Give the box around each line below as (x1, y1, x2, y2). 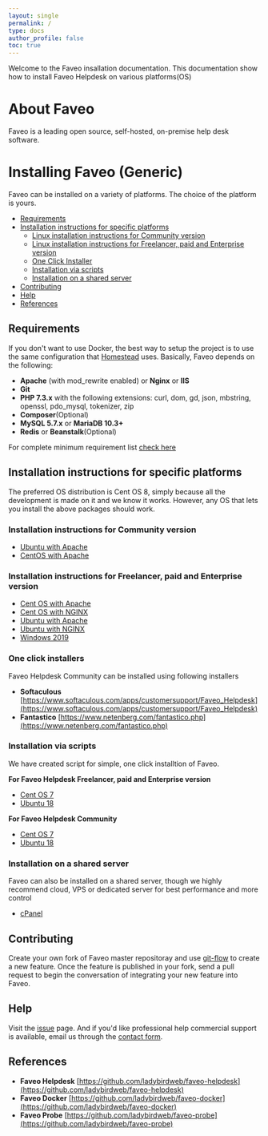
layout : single (8, 11, 59, 20)
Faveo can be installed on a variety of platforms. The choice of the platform (8, 190, 258, 199)
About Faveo (8, 100, 94, 119)
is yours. (8, 198, 37, 207)
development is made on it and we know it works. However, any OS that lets (8, 495, 258, 505)
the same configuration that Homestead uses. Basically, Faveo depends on (8, 352, 255, 361)
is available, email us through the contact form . (8, 1031, 163, 1041)
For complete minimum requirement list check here (8, 442, 176, 452)
